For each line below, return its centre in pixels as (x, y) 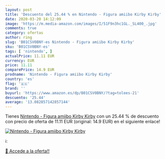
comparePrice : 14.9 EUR (30, 70)
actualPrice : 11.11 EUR (30, 56)
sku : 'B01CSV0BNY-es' (28, 47)
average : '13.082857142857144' (38, 102)
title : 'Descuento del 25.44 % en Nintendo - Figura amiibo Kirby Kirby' (83, 14)
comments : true (21, 28)
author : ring (19, 38)
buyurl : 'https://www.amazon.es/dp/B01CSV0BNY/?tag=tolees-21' (72, 93)
